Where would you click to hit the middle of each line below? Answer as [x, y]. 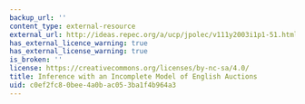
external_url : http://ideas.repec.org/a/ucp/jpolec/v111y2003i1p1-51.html [154, 34]
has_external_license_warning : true [79, 52]
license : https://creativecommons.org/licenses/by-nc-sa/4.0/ [129, 69]
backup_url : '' [38, 18]
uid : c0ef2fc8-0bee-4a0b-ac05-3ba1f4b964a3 [93, 85]
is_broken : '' [36, 60]
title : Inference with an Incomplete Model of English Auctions [133, 77]
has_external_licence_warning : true [79, 43]
